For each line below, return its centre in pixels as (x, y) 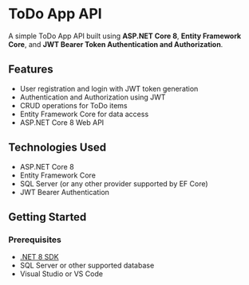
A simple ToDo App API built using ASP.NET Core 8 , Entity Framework (125, 36)
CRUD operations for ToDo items (73, 105)
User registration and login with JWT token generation (109, 88)
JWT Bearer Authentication (65, 192)
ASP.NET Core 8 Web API (62, 122)
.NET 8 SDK (39, 257)
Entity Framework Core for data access (84, 114)
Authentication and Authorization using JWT (93, 97)
